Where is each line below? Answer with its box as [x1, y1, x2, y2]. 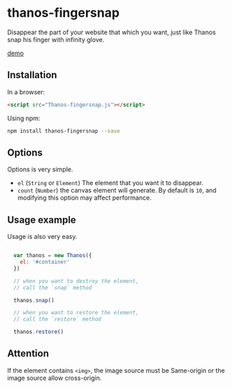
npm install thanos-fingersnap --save [7, 127, 120, 134]
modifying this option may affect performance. [17, 193, 152, 202]
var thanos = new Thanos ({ [13, 252, 92, 259]
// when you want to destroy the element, [13, 277, 139, 284]
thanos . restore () [13, 328, 64, 336]
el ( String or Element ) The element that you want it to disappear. [17, 179, 204, 187]
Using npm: [7, 114, 41, 122]
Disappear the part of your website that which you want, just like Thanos [7, 28, 217, 36]
